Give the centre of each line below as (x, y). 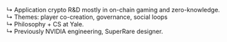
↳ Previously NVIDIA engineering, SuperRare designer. (85, 31)
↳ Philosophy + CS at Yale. (45, 24)
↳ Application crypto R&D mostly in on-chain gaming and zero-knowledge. (113, 10)
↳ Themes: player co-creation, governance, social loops (87, 17)
